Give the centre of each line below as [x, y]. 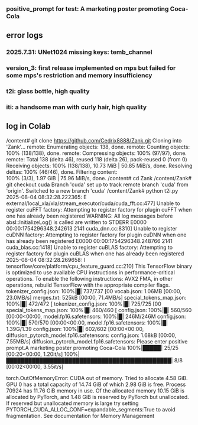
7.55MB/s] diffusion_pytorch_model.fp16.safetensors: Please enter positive [97, 341]
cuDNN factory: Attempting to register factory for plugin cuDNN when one [96, 235]
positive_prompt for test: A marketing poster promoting [87, 9]
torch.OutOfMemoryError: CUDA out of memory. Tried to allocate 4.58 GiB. [97, 378]
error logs [25, 35]
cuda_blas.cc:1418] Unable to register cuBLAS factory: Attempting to [90, 247]
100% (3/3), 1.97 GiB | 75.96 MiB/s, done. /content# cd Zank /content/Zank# [99, 178]
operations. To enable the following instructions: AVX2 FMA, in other [89, 278]
